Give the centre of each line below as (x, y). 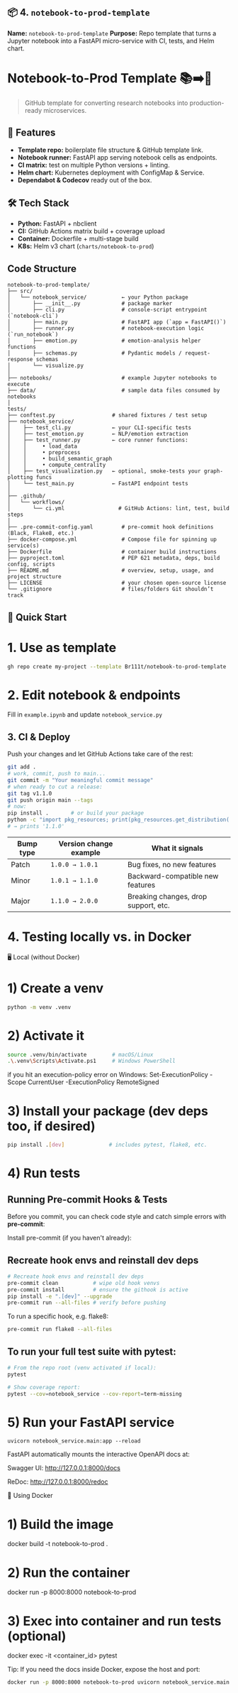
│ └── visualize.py (45, 366)
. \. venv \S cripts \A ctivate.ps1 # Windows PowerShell (91, 1061)
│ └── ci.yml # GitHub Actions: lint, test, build (119, 509)
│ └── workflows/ (36, 502)
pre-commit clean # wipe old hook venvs (84, 1283)
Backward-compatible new (173, 876)
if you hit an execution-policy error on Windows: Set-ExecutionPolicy (108, 1075)
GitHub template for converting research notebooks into (106, 103)
